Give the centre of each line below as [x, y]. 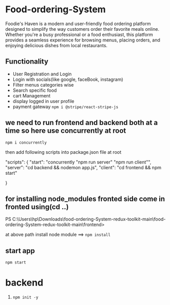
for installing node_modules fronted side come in [85, 199]
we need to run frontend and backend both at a [81, 123]
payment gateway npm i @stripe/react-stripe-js [66, 107]
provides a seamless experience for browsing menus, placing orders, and [83, 40]
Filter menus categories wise [43, 85]
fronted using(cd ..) [37, 207]
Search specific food [35, 90]
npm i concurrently [26, 143]
